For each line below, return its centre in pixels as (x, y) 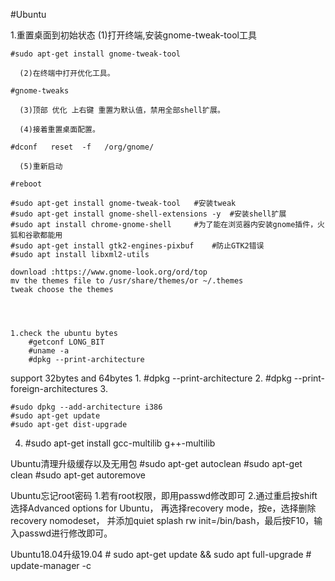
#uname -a (49, 351)
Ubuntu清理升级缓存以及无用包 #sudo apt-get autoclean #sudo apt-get (156, 463)
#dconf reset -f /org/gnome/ (82, 147)
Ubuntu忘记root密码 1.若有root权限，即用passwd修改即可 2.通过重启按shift (164, 495)
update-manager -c (51, 565)
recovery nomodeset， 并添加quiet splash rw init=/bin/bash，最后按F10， (162, 520)
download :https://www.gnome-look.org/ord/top (109, 272)
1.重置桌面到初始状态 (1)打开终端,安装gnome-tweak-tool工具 (133, 35)
